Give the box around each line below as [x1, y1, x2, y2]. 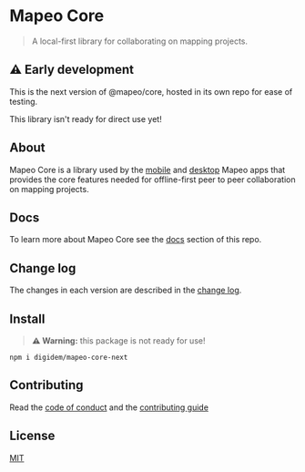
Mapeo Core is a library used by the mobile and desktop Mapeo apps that [9, 164, 286, 175]
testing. [9, 96, 38, 107]
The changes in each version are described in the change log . [9, 284, 242, 296]
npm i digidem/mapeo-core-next [9, 353, 128, 362]
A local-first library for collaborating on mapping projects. [31, 36, 249, 46]
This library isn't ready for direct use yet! [9, 113, 162, 124]
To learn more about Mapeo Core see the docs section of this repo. [9, 234, 262, 245]
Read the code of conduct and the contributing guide [9, 402, 209, 413]
